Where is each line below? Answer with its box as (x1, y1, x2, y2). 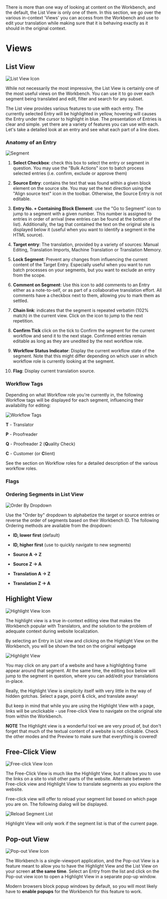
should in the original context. (5, 25, 67, 31)
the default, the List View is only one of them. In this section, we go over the (5, 9, 161, 15)
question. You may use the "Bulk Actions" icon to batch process (12, 165, 144, 171)
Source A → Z (12, 551, 42, 557)
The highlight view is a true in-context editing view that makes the (5, 617, 141, 623)
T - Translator (5, 421, 34, 427)
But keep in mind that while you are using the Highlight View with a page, (5, 703, 156, 709)
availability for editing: (5, 402, 51, 408)
